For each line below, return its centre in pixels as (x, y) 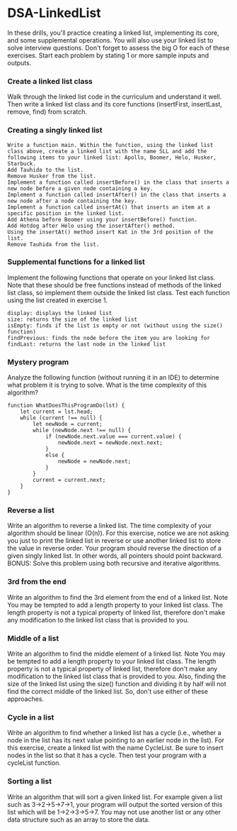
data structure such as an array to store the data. (79, 819)
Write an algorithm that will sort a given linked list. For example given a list (115, 797)
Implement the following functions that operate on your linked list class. (111, 277)
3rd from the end (37, 582)
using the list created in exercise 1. (58, 300)
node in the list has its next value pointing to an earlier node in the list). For (116, 740)
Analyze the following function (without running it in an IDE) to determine (113, 378)
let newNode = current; (68, 424)
